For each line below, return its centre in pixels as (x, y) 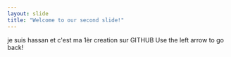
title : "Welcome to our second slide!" (66, 20)
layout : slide (28, 14)
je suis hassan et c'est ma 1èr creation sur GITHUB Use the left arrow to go (115, 40)
